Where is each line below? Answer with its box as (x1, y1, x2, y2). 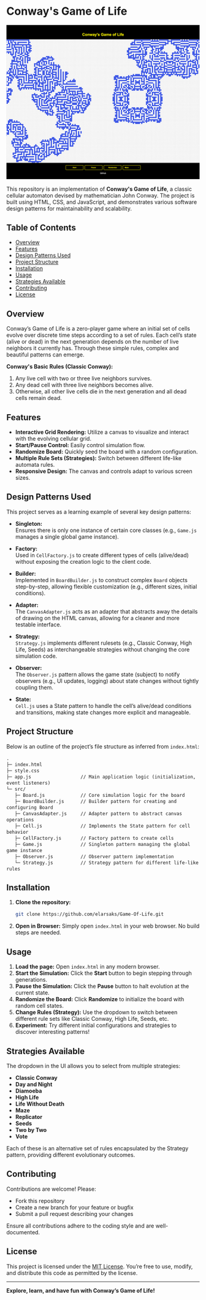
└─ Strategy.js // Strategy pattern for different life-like (14, 860, 199, 866)
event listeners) (6, 780, 51, 786)
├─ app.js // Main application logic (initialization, (6, 774, 196, 780)
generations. (15, 976, 48, 983)
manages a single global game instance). (15, 533, 120, 540)
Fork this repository (15, 1197, 65, 1204)
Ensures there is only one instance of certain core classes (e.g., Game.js (15, 526, 197, 534)
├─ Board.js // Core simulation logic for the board (14, 792, 185, 798)
